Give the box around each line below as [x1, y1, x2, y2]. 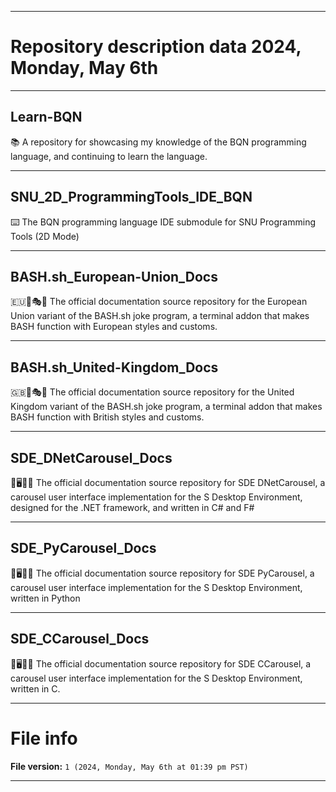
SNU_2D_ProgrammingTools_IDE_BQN [10, 189, 253, 206]
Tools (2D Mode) [10, 230, 80, 242]
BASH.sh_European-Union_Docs [10, 268, 218, 285]
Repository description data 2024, [10, 36, 302, 58]
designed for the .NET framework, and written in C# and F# [10, 502, 255, 513]
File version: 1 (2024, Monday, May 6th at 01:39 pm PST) [10, 760, 249, 772]
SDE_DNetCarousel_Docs [10, 449, 173, 466]
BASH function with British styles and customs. [10, 411, 205, 423]
